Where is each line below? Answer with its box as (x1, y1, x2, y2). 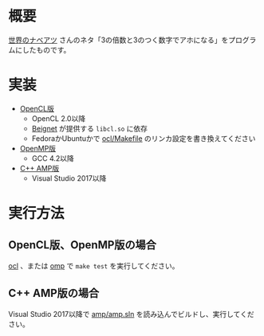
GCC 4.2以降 (31, 153, 74, 163)
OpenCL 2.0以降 (31, 113, 86, 123)
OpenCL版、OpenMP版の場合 (8, 238, 157, 252)
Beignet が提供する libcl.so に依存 (31, 123, 148, 133)
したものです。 (22, 45, 71, 54)
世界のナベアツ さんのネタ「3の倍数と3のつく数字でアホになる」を (8, 35, 229, 45)
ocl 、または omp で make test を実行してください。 (8, 260, 179, 271)
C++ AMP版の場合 (8, 287, 100, 300)
